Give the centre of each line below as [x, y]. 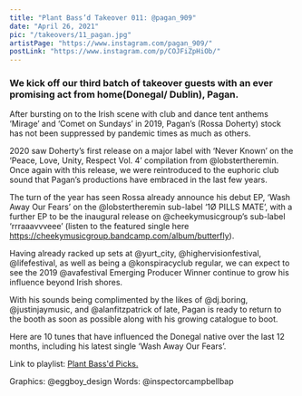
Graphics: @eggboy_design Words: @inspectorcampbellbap [122, 382]
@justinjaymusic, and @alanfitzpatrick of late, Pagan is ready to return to [146, 310]
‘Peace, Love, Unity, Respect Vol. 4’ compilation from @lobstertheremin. [144, 160]
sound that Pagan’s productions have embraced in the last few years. [138, 180]
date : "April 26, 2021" [54, 26]
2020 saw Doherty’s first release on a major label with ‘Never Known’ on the [151, 151]
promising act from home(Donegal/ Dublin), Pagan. [124, 94]
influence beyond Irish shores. [66, 283]
